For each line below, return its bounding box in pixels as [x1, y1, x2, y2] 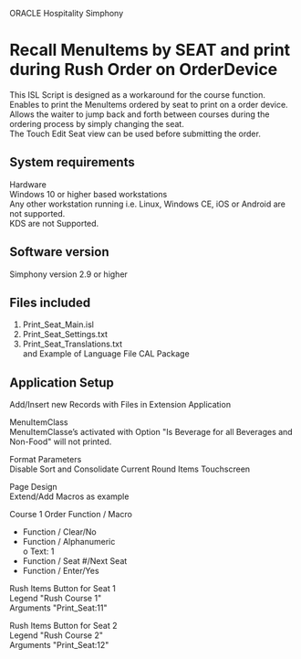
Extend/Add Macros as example [9, 491, 130, 502]
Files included [9, 294, 91, 310]
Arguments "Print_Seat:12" [9, 640, 109, 651]
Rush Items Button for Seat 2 [9, 621, 118, 632]
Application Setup [9, 375, 114, 390]
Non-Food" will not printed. [9, 436, 112, 447]
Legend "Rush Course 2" [9, 630, 103, 641]
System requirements [9, 154, 135, 170]
